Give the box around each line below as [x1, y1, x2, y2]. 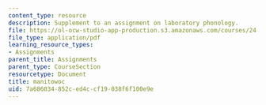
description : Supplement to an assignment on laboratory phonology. [8, 19, 239, 27]
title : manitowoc [8, 77, 66, 85]
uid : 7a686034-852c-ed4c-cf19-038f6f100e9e [8, 84, 154, 93]
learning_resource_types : [8, 41, 93, 49]
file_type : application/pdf [8, 33, 101, 42]
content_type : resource [8, 11, 87, 20]
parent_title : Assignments [8, 56, 97, 64]
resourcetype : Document [8, 70, 87, 78]
